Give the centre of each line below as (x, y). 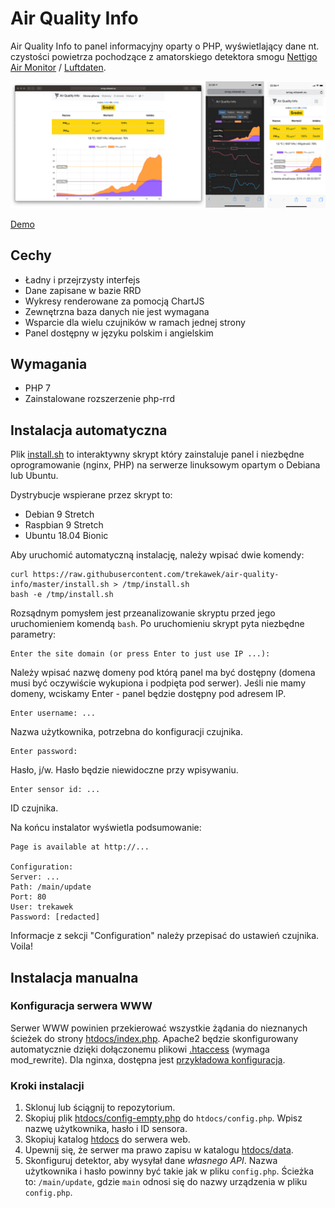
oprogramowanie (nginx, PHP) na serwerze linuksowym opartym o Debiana (165, 465)
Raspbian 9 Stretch (64, 525)
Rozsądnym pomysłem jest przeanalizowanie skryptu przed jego (143, 613)
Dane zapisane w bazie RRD (83, 290)
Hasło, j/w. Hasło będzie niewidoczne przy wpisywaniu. (124, 770)
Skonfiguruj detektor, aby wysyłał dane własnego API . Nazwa (151, 1161)
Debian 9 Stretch (59, 514)
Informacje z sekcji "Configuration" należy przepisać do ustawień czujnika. (165, 936)
